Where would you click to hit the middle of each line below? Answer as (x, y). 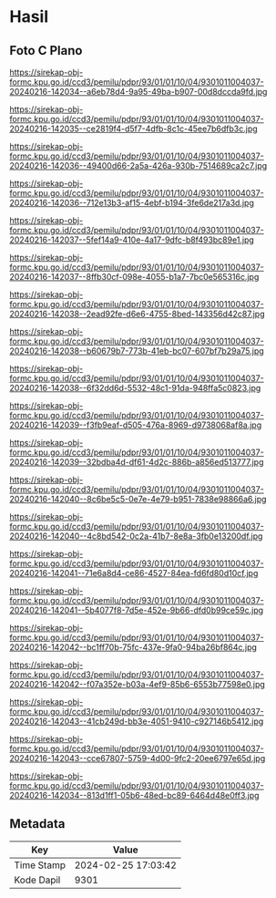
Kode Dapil (37, 880)
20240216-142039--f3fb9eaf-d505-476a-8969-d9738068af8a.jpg (136, 425)
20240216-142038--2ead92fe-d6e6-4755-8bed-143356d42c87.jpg (138, 314)
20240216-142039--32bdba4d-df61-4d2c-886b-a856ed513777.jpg (137, 462)
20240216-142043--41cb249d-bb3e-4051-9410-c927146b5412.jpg (137, 721)
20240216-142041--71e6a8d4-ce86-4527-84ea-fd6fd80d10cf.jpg (134, 573)
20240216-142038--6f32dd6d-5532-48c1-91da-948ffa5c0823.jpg (135, 388)
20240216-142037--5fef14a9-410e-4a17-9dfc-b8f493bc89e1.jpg (132, 240)
